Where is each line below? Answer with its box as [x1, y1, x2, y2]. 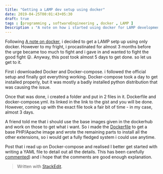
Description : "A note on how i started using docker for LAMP [5, 25, 136, 30]
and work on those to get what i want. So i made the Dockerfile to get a [5, 124, 147, 130]
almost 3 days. [5, 109, 34, 115]
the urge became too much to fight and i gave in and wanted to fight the [5, 49, 149, 55]
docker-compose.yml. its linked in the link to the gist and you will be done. [5, 99, 153, 105]
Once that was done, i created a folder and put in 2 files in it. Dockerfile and [5, 94, 156, 100]
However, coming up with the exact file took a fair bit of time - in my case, [5, 104, 153, 110]
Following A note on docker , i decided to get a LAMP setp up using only [5, 39, 148, 44]
